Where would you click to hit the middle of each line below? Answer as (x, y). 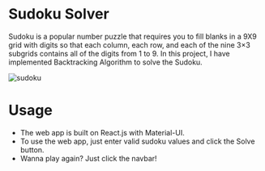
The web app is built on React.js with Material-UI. (102, 132)
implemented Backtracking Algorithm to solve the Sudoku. (105, 62)
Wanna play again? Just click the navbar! (88, 158)
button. (32, 149)
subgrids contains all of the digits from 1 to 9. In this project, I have (120, 53)
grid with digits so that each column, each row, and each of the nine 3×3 (130, 44)
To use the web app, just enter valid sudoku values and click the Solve (137, 141)
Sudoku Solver (59, 14)
